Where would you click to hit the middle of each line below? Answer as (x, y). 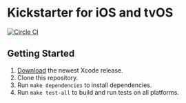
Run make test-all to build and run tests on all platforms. (98, 92)
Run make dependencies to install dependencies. (84, 85)
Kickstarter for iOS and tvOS (90, 13)
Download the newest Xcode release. (70, 70)
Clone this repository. (48, 77)
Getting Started (41, 54)
